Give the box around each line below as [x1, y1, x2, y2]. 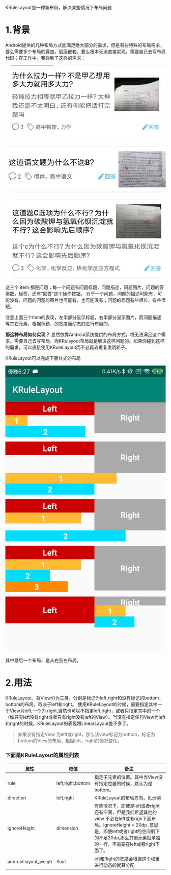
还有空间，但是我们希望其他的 [94, 809, 157, 815]
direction [7, 794, 26, 800]
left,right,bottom [56, 780, 91, 786]
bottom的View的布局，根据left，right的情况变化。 [17, 737, 122, 744]
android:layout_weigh [7, 859, 52, 865]
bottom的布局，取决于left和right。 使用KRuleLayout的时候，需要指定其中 [5, 701, 158, 707]
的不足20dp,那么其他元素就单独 [94, 835, 161, 841]
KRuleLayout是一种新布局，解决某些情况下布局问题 [5, 5, 112, 10]
